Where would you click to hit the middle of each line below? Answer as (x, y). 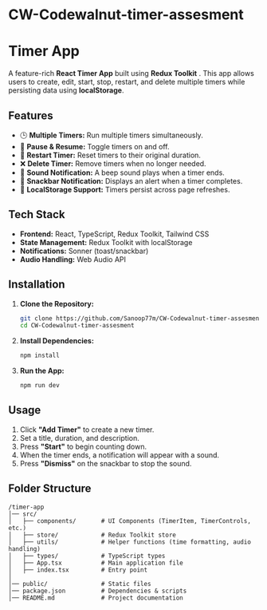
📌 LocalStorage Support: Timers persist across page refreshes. (125, 189)
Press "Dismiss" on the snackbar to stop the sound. (106, 463)
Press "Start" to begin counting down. (83, 446)
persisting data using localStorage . (66, 90)
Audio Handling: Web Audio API (73, 259)
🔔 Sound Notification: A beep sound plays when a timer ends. (122, 172)
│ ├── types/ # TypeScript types (87, 556)
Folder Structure (50, 489)
